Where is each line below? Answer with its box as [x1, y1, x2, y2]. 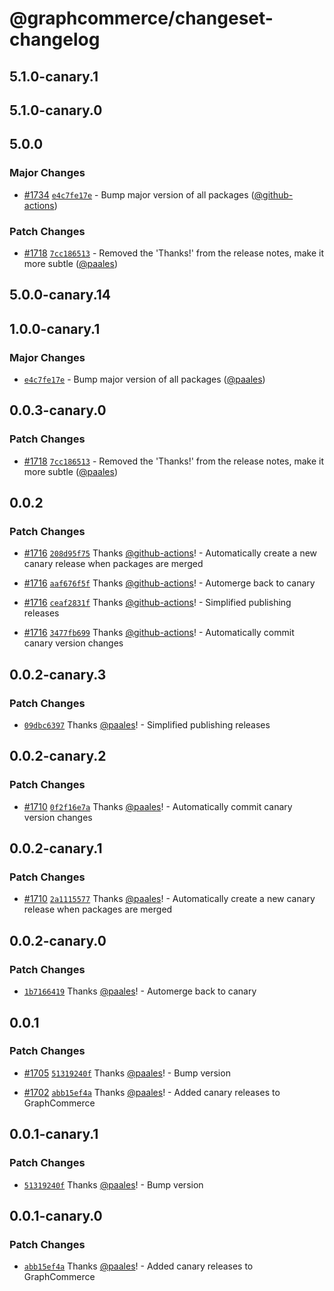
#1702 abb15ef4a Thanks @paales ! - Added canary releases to [23, 1086, 281, 1098]
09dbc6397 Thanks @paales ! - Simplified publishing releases [23, 719, 271, 731]
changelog [9, 28, 101, 51]
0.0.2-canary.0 [9, 932, 107, 949]
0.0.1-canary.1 [9, 1126, 99, 1143]
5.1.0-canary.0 [9, 102, 103, 119]
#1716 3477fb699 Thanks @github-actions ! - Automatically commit [23, 627, 295, 639]
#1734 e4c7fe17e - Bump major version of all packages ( [23, 188, 255, 201]
